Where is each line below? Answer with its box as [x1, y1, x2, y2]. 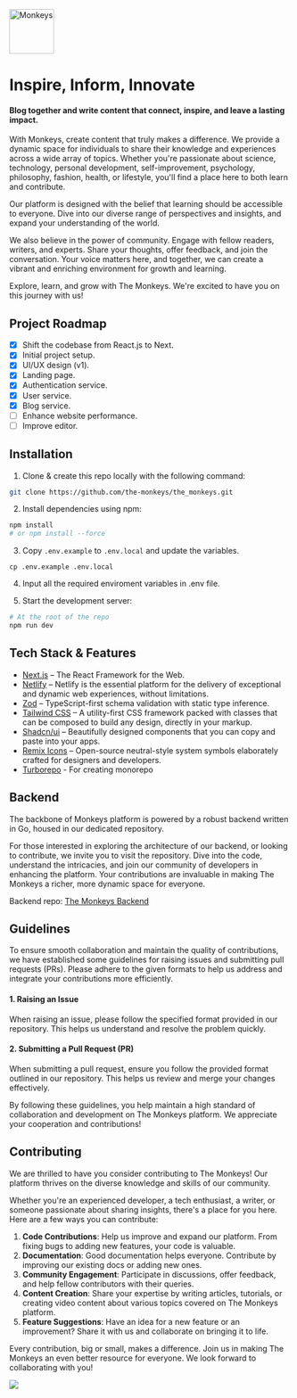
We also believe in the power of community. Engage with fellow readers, [9, 235, 275, 246]
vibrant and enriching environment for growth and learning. [9, 263, 227, 275]
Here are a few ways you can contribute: [9, 1213, 159, 1224]
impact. [9, 114, 38, 125]
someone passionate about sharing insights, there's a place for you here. [9, 1204, 278, 1215]
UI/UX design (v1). [21, 360, 90, 371]
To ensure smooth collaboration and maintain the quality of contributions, [9, 945, 279, 956]
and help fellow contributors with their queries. [21, 1279, 194, 1289]
